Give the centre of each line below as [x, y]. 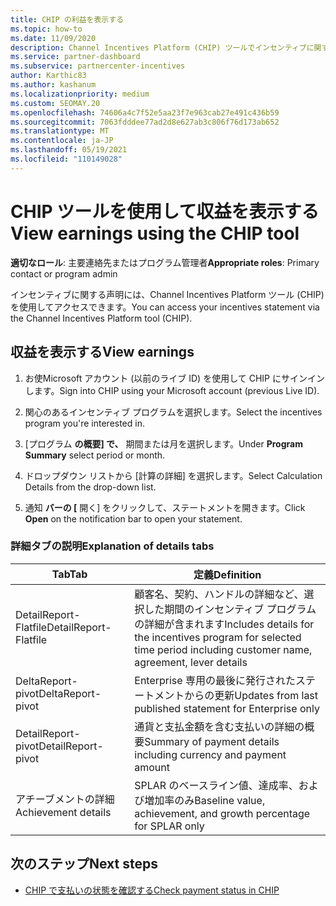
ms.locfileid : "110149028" [66, 159]
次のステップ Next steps [84, 864]
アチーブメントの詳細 [65, 799]
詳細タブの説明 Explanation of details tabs [112, 546]
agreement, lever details [191, 662]
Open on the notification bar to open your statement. [133, 518]
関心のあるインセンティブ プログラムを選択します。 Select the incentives [173, 412]
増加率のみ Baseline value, [205, 800]
